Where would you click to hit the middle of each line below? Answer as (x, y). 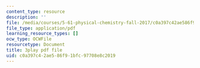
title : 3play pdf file (34, 50)
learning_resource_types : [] (42, 34)
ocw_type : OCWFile (29, 39)
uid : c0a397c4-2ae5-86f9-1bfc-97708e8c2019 (61, 56)
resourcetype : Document (36, 45)
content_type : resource (36, 12)
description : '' (26, 17)
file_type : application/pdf (41, 28)
